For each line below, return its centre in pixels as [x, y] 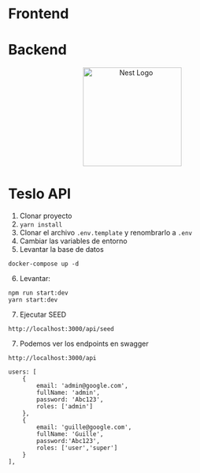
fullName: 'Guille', [70, 434]
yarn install [41, 225]
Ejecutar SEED [43, 315]
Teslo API [40, 194]
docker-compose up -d [44, 264]
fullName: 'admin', [69, 393]
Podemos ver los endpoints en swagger [84, 343]
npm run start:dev [38, 293]
